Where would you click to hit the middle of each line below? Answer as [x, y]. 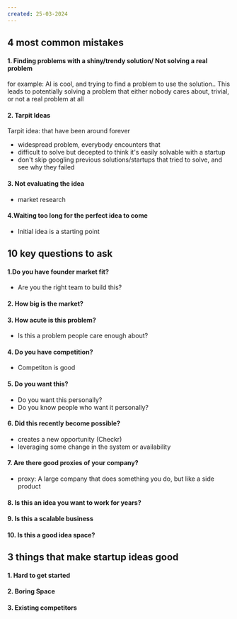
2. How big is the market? [45, 304]
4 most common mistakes [65, 43]
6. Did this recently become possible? [64, 423]
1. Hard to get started [39, 575]
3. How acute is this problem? [52, 320]
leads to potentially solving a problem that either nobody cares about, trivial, [118, 91]
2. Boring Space [31, 591]
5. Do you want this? [38, 384]
